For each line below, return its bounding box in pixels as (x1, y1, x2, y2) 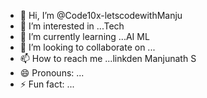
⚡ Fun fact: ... (19, 78, 75, 90)
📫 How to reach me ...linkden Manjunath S (19, 53, 197, 64)
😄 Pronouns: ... (19, 67, 85, 79)
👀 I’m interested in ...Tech (19, 20, 125, 32)
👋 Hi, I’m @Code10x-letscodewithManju (19, 10, 183, 21)
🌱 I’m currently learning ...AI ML (19, 31, 150, 42)
